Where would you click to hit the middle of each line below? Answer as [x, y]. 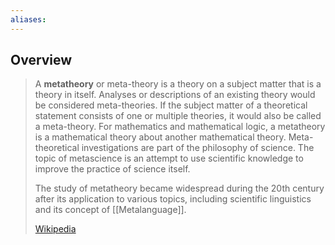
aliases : [28, 19]
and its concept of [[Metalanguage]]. [110, 210]
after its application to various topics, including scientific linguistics [173, 199]
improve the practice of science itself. [112, 169]
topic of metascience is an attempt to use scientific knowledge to [169, 158]
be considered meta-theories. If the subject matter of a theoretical [171, 105]
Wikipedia [55, 229]
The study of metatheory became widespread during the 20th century [179, 188]
